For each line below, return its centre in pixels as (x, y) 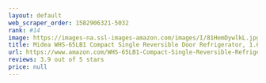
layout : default (35, 15)
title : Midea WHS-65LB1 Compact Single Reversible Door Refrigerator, (127, 45)
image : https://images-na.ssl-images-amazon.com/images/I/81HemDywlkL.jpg (134, 38)
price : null (28, 67)
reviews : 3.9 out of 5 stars (56, 60)
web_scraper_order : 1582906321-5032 (68, 23)
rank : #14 (25, 30)
